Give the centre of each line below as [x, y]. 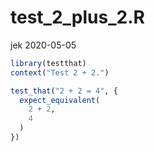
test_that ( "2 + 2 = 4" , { [64, 91]
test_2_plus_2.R [77, 17]
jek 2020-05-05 [43, 45]
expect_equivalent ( [60, 100]
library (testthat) [48, 63]
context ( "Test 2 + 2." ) [60, 72]
